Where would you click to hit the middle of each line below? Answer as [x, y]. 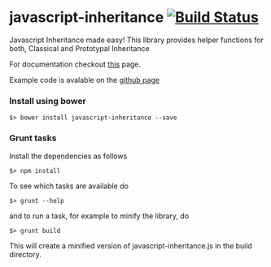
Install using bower [48, 101]
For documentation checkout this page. [75, 64]
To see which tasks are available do [69, 186]
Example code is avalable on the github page [85, 80]
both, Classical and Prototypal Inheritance [79, 48]
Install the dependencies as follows [68, 156]
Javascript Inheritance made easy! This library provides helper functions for [136, 40]
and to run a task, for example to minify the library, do [99, 216]
